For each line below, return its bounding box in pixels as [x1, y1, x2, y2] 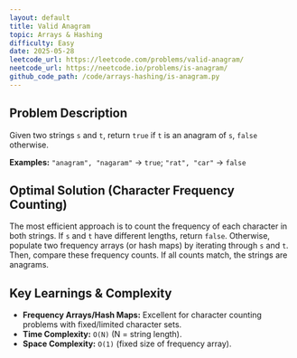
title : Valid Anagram [9, 22, 91, 31]
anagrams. [9, 259, 50, 270]
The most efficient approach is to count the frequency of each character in [9, 221, 288, 231]
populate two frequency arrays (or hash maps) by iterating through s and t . [9, 240, 289, 251]
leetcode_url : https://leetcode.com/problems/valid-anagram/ [9, 55, 245, 64]
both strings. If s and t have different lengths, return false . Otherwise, [9, 231, 271, 241]
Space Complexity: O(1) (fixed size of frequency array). [22, 338, 232, 349]
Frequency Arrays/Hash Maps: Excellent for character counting [22, 309, 262, 321]
